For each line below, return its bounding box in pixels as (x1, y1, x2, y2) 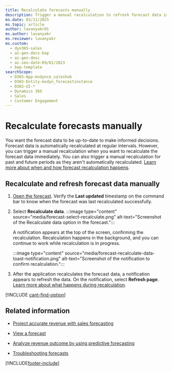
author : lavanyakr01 (5, 27, 50, 32)
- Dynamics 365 (10, 88, 42, 94)
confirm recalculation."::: (12, 261, 65, 267)
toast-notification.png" (12, 256, 61, 262)
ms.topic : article (5, 22, 45, 27)
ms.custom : (5, 41, 29, 46)
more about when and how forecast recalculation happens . (5, 165, 130, 171)
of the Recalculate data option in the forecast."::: (12, 219, 115, 225)
